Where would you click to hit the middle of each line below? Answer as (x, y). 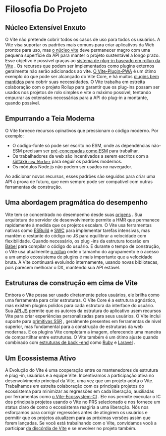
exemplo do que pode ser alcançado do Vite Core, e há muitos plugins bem (82, 76)
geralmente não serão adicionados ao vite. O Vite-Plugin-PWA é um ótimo (81, 71)
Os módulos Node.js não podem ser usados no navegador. (72, 166)
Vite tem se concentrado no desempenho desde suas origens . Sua (74, 215)
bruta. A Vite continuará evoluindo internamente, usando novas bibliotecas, (82, 262)
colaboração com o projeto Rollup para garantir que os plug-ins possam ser (83, 87)
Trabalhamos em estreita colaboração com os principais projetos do (75, 386)
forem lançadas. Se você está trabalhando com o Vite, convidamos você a (81, 423)
